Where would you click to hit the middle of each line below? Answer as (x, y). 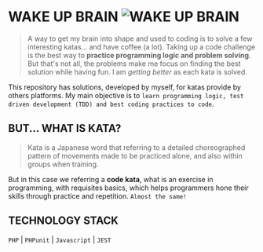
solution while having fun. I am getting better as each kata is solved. (137, 71)
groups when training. (63, 164)
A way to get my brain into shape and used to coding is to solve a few (140, 38)
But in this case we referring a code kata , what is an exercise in (111, 179)
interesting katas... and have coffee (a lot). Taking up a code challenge (141, 46)
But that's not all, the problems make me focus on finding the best (134, 64)
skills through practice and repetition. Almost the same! (97, 195)
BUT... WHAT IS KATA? (65, 128)
